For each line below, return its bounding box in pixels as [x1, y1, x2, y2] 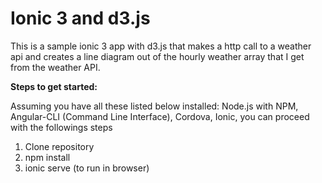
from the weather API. [10, 61, 101, 73]
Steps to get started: [10, 80, 98, 92]
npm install [24, 151, 71, 163]
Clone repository [24, 140, 95, 152]
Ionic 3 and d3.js [10, 7, 151, 30]
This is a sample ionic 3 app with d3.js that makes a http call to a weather [10, 40, 312, 52]
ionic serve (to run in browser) [24, 162, 150, 174]
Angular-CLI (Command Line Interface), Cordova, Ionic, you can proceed [10, 110, 310, 122]
